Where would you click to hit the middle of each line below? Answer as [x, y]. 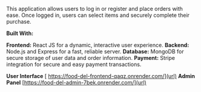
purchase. [19, 21]
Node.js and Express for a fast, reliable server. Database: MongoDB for [95, 51]
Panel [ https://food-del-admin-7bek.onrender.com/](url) [76, 82]
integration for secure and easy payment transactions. [74, 64]
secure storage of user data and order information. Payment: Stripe [91, 58]
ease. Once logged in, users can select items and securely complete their [98, 15]
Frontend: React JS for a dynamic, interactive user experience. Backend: [98, 45]
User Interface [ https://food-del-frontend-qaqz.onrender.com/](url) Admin [101, 76]
